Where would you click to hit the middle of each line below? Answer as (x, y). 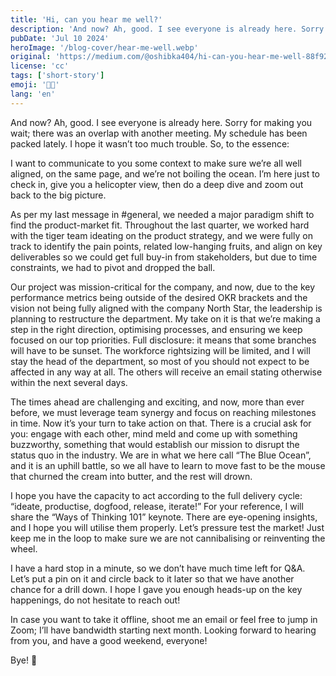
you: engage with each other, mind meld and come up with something (154, 433)
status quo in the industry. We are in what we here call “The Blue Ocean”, (161, 455)
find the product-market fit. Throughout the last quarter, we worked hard (160, 225)
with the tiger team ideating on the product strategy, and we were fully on (161, 235)
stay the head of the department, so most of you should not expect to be (160, 361)
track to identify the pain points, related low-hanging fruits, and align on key (166, 246)
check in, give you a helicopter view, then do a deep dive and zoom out (157, 184)
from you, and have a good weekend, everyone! (109, 640)
